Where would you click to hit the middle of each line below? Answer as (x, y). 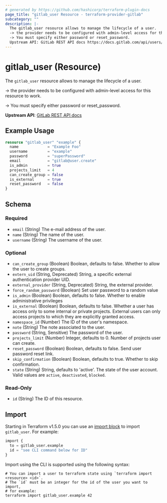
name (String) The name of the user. (48, 235)
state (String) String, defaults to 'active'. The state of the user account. (85, 370)
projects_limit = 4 (32, 170)
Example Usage (30, 131)
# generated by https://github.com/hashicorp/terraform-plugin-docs (78, 10)
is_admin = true (35, 165)
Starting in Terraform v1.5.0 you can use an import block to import (73, 427)
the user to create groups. (39, 269)
